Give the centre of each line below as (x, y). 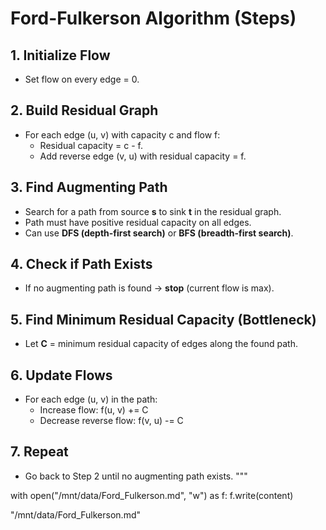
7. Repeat (39, 452)
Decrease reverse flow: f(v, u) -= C (111, 421)
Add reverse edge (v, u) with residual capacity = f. (143, 156)
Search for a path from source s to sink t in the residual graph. (153, 211)
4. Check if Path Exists (81, 264)
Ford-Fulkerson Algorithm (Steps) (153, 18)
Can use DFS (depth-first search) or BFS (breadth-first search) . (159, 233)
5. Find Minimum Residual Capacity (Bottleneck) (163, 319)
